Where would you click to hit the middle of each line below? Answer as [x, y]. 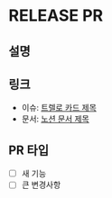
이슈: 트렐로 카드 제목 [59, 108]
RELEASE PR [56, 16]
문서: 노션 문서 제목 [55, 119]
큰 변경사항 [41, 184]
